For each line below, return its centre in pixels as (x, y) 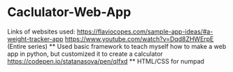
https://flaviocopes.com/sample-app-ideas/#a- (145, 31)
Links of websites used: (41, 31)
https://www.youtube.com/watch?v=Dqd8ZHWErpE (139, 38)
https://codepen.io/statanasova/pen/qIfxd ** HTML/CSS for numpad (106, 61)
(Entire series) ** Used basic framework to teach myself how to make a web (117, 46)
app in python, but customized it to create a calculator (85, 54)
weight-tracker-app (35, 38)
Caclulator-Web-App (69, 12)
